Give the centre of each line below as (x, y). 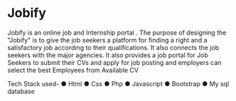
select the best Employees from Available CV (73, 70)
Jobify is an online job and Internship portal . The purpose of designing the (117, 32)
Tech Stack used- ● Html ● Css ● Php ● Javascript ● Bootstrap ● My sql (118, 83)
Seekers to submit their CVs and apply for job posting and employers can (114, 62)
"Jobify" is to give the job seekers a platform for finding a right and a (107, 40)
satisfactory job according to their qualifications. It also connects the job (113, 47)
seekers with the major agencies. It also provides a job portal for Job (108, 55)
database (21, 91)
